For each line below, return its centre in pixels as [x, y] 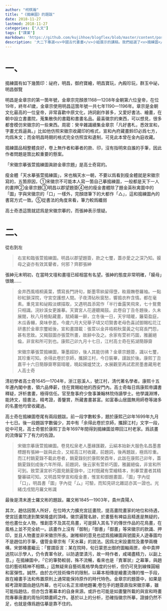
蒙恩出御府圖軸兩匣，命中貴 [127, 547]
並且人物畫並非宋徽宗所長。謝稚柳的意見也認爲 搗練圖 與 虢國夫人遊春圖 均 [88, 535]
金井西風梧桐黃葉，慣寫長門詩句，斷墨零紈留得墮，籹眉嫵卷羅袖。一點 [89, 291]
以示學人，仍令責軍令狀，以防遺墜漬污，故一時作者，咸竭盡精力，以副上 [88, 554]
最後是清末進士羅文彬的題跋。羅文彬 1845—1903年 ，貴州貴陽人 [70, 500]
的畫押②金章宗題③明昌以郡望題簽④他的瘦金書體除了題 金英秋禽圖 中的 [80, 188]
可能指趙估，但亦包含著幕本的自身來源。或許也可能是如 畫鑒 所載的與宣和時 [81, 591]
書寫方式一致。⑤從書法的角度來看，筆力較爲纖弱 [56, 200]
